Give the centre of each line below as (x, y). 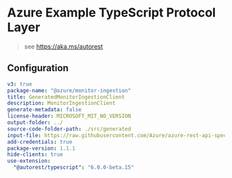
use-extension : (29, 161)
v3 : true (20, 84)
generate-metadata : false (44, 110)
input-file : (24, 135)
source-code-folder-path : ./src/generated (69, 129)
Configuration (38, 68)
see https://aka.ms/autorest (64, 46)
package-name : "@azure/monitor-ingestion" (69, 90)
